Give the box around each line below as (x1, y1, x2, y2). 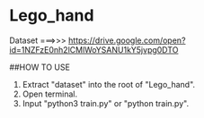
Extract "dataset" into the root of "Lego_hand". (22, 79, 196, 89)
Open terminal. (22, 88, 78, 99)
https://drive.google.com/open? (68, 35, 186, 46)
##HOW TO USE (9, 62, 70, 72)
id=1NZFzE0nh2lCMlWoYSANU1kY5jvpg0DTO (9, 44, 179, 55)
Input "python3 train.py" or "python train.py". (22, 97, 190, 108)
